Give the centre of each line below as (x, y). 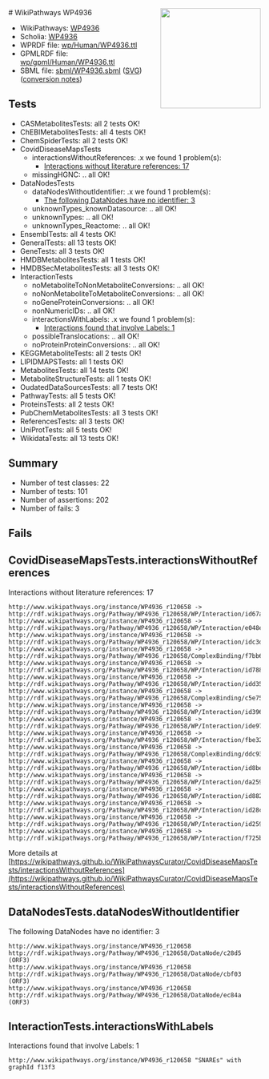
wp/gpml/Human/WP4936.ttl (67, 62)
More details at (33, 852)
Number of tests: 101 (54, 491)
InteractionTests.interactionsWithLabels (111, 1027)
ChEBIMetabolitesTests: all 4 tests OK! (83, 132)
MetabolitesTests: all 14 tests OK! (74, 370)
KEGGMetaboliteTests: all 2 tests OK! (80, 353)
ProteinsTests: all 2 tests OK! (67, 404)
